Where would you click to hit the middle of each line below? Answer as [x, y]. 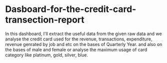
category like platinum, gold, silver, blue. [47, 55]
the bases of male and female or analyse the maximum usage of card [76, 49]
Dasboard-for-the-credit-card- [71, 9]
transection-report [45, 20]
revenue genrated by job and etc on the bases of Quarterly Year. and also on [84, 44]
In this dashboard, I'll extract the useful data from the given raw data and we [83, 33]
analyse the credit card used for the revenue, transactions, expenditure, [79, 39]
